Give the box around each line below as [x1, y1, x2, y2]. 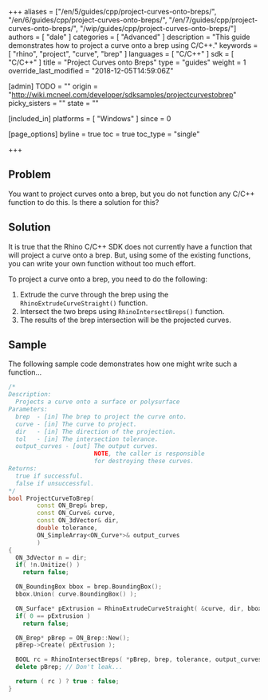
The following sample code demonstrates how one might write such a [8, 359, 238, 369]
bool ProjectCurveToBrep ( [8, 494, 94, 502]
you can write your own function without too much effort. [8, 258, 196, 268]
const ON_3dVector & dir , [37, 517, 120, 525]
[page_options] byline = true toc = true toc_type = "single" [8, 129, 200, 139]
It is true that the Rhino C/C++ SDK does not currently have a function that [8, 242, 253, 251]
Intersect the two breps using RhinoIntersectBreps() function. [19, 306, 225, 316]
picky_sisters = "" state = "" [8, 99, 100, 108]
